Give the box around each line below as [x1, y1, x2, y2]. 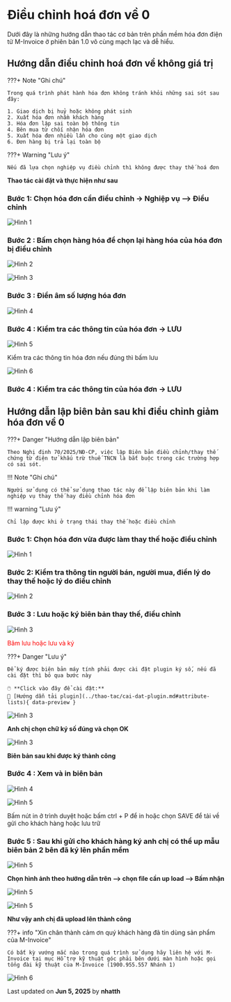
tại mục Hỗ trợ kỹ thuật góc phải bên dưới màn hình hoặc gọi [32, 955, 216, 962]
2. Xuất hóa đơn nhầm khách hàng [7, 113, 104, 121]
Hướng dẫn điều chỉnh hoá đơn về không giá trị [7, 58, 214, 70]
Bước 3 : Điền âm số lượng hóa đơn [7, 291, 127, 301]
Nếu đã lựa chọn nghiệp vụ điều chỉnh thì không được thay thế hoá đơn [7, 164, 219, 171]
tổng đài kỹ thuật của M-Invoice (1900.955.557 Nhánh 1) [7, 962, 176, 969]
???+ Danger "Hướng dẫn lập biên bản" [7, 435, 120, 444]
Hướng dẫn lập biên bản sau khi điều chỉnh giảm [7, 406, 219, 418]
